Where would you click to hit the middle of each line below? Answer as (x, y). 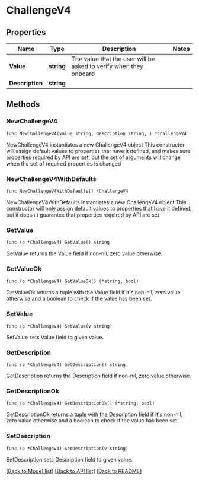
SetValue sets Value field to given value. (55, 337)
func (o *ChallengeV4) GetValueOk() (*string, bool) (73, 281)
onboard (83, 74)
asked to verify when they (107, 66)
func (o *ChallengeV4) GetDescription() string (66, 365)
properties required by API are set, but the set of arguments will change (94, 157)
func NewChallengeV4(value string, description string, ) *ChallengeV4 (96, 133)
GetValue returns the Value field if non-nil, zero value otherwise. (84, 253)
